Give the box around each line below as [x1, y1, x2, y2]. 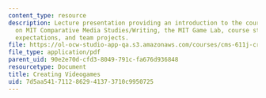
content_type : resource [8, 11, 87, 20]
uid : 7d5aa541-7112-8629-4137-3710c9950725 [8, 77, 154, 85]
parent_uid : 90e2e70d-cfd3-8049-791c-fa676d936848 [8, 56, 179, 64]
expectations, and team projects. [15, 33, 129, 42]
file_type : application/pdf [8, 48, 101, 56]
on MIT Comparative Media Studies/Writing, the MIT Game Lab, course [15, 26, 249, 34]
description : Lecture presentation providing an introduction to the [8, 19, 243, 27]
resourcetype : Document [8, 63, 87, 71]
